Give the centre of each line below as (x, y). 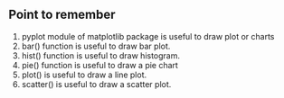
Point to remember (62, 15)
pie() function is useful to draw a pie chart (99, 65)
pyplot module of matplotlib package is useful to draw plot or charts (148, 36)
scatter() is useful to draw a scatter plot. (96, 84)
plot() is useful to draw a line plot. (84, 75)
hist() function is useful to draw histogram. (101, 55)
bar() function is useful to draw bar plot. (96, 46)
